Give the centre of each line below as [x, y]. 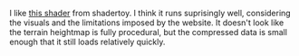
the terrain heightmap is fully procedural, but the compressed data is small [149, 32]
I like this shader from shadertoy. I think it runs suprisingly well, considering [150, 13]
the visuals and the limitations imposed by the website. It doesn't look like [147, 23]
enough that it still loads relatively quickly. [87, 42]
